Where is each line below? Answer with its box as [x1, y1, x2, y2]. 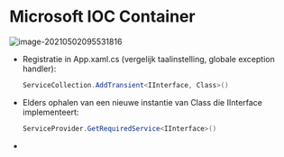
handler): [22, 63, 57, 74]
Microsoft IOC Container [9, 6, 196, 27]
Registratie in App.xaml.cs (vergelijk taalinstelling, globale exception [22, 53, 275, 64]
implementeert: [22, 106, 79, 117]
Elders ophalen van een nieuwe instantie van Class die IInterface [22, 97, 263, 107]
